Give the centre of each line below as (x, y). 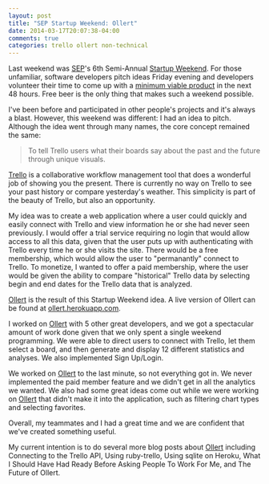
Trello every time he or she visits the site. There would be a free (113, 250)
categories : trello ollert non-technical (78, 46)
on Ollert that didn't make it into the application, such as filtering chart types (134, 399)
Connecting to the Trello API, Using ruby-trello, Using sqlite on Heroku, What (134, 456)
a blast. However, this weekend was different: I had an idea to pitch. (120, 118)
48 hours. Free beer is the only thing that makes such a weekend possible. (131, 94)
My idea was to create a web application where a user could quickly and (128, 216)
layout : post (30, 16)
